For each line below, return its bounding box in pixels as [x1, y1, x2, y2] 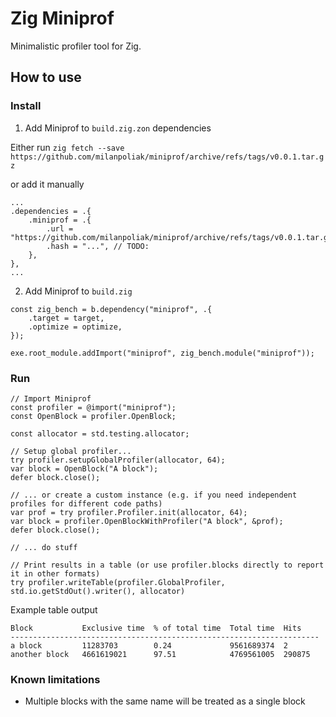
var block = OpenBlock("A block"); [10, 463, 159, 474]
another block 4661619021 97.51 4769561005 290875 [10, 649, 311, 659]
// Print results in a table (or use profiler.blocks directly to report [10, 560, 325, 570]
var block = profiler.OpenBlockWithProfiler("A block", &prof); [10, 516, 284, 526]
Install [10, 99, 42, 113]
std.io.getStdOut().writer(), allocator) [10, 586, 186, 596]
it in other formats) [10, 568, 101, 579]
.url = [46, 223, 74, 234]
